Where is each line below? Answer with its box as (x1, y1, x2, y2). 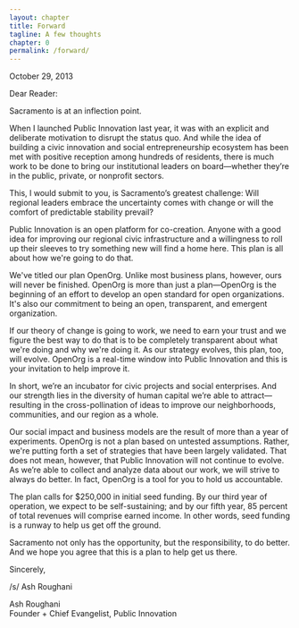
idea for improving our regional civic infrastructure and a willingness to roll (9, 233, 283, 244)
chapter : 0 (9, 38, 50, 47)
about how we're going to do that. (9, 252, 134, 264)
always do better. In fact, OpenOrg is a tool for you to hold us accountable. (9, 474, 284, 485)
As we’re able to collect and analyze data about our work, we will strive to (9, 464, 279, 475)
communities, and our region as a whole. (9, 409, 159, 420)
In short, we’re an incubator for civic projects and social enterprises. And (9, 381, 277, 392)
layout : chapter (9, 13, 70, 22)
